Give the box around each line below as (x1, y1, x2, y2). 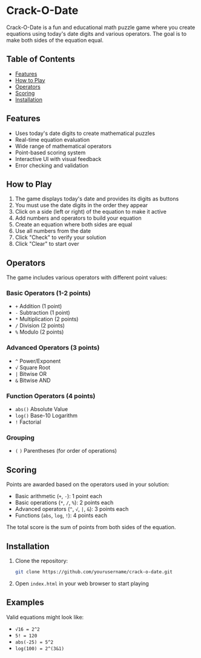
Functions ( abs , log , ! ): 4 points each (15, 512, 108, 519)
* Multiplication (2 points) (15, 315, 79, 323)
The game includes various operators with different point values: (6, 274, 168, 281)
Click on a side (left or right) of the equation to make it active (15, 208, 166, 215)
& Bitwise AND (15, 377, 51, 384)
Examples (6, 597, 44, 608)
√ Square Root (15, 364, 50, 371)
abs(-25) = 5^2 (15, 639, 54, 645)
